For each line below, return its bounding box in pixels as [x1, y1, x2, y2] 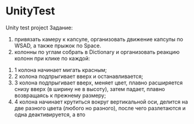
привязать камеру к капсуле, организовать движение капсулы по [14, 35, 183, 43]
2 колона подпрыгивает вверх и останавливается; [14, 72, 144, 80]
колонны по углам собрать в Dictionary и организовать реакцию [14, 48, 180, 55]
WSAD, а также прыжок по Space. [14, 42, 101, 49]
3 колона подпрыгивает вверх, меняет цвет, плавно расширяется [14, 79, 183, 86]
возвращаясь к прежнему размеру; [14, 92, 106, 99]
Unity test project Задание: [5, 24, 73, 31]
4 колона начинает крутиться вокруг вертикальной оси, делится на [14, 98, 188, 105]
